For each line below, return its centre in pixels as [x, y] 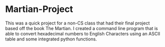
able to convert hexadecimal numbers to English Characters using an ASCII [83, 33]
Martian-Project [39, 9]
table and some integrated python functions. [51, 39]
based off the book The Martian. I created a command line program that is [81, 28]
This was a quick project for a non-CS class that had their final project [77, 23]
